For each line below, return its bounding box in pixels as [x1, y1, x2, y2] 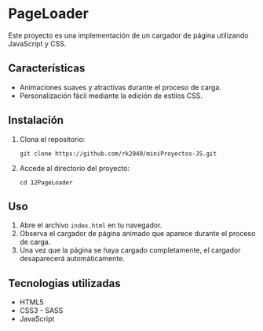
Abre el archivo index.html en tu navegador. [19, 220, 163, 230]
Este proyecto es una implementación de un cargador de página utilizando [8, 31, 249, 40]
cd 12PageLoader [19, 178, 73, 187]
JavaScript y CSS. [8, 38, 67, 48]
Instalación [8, 114, 64, 127]
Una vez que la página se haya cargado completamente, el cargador [19, 246, 241, 255]
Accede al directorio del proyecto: [19, 163, 130, 173]
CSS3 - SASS [19, 306, 64, 315]
